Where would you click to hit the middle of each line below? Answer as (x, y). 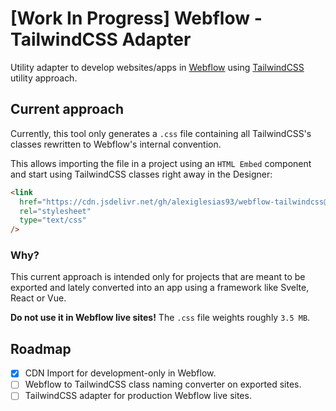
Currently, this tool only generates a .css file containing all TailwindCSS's (161, 133)
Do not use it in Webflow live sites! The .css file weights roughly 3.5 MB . (160, 318)
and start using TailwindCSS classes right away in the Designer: (141, 174)
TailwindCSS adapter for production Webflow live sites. (138, 396)
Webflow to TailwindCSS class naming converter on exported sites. (163, 384)
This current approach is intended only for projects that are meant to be (158, 277)
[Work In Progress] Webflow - (136, 18)
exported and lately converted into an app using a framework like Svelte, (160, 288)
